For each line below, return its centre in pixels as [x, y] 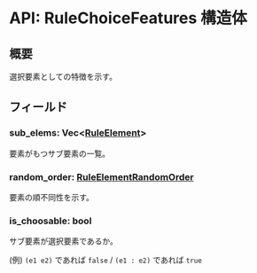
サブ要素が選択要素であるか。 [63, 241]
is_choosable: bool [51, 221]
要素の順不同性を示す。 [52, 197]
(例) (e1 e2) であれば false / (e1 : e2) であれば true [105, 260]
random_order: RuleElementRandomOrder [101, 176]
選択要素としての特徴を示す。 [63, 77]
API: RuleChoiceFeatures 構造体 [128, 18]
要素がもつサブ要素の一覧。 [60, 153]
